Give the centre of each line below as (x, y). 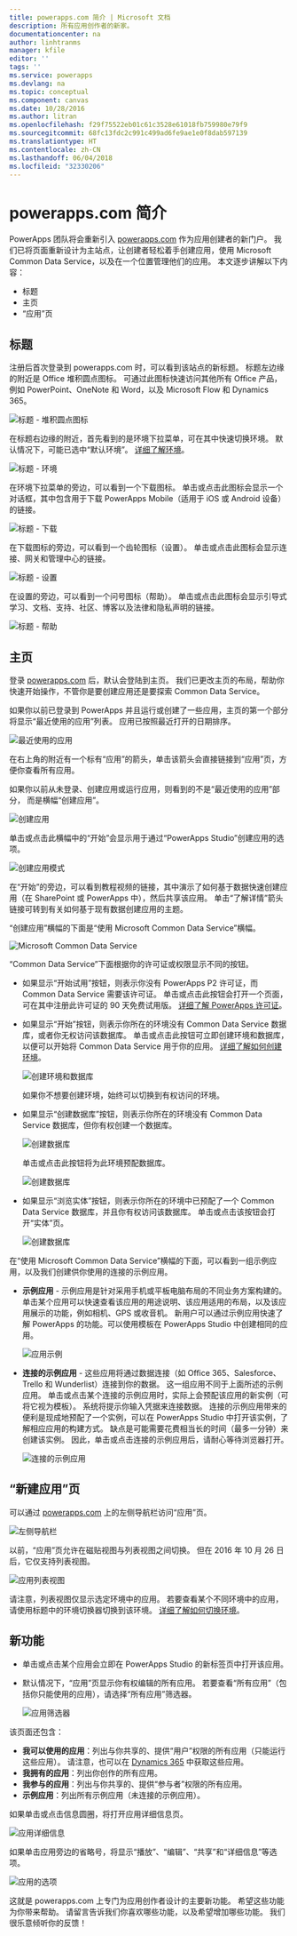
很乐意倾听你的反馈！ (48, 1923)
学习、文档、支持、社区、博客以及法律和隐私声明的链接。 (114, 608)
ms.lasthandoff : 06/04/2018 (61, 158)
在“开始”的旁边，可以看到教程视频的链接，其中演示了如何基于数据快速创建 (145, 886)
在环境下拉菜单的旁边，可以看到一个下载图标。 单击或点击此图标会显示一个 (146, 488)
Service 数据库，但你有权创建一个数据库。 (99, 1124)
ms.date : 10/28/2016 (47, 108)
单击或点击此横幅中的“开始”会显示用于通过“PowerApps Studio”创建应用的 (143, 837)
